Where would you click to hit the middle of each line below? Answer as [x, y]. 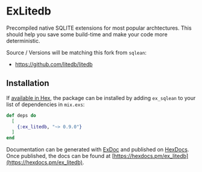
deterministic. [23, 41]
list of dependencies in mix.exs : [46, 104]
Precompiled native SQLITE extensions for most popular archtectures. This [99, 28]
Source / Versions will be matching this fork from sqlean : [76, 52]
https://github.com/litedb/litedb [54, 64]
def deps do [21, 115]
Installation [28, 83]
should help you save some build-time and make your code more [87, 34]
